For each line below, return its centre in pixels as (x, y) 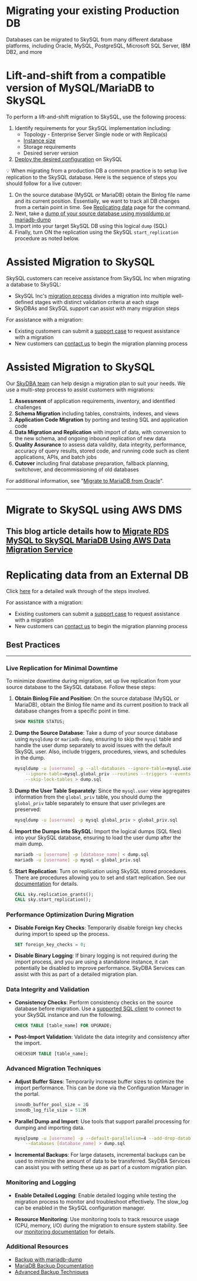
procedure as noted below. (47, 238)
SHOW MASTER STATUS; (40, 722)
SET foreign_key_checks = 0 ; (50, 945)
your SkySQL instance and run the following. (68, 1014)
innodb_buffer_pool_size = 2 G (52, 1105)
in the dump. (30, 758)
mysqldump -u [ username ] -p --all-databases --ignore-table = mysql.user (104, 769)
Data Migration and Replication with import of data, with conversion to (100, 432)
